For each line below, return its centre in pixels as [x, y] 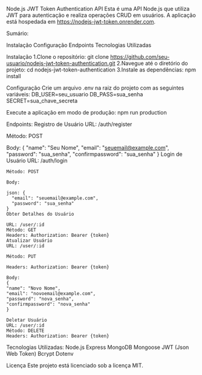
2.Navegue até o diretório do [152, 63]
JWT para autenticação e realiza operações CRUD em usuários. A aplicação [101, 15]
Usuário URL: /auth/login [37, 161]
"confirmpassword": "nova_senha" [48, 304]
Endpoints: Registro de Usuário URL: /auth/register [69, 124]
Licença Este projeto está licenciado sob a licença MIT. [75, 365]
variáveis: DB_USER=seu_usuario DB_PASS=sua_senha [75, 94]
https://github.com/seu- [140, 57]
